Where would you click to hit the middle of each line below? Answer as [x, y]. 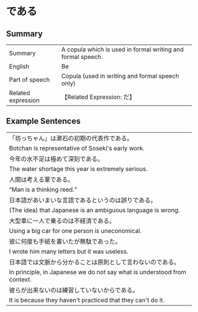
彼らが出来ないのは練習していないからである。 [74, 290]
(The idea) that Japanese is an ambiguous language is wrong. [95, 210]
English [19, 66]
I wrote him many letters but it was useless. [69, 251]
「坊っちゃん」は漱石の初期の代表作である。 [71, 138]
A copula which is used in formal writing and [122, 49]
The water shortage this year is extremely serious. [78, 169]
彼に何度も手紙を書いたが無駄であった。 [65, 241]
